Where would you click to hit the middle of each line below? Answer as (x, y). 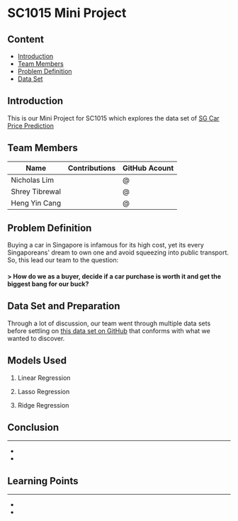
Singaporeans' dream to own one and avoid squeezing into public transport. (118, 252)
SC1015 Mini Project (67, 13)
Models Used (37, 360)
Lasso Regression (44, 391)
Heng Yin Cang (36, 203)
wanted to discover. (36, 338)
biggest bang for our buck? (48, 284)
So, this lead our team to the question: (63, 260)
